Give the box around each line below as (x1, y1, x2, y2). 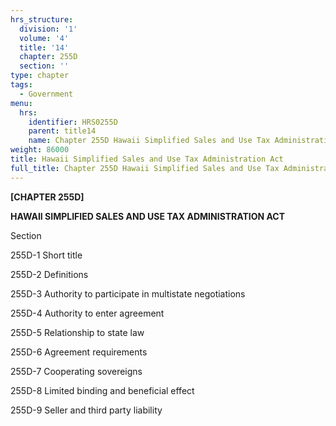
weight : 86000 (10, 145, 70, 155)
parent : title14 (28, 126, 97, 136)
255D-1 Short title (10, 249, 83, 261)
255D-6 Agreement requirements (10, 346, 148, 358)
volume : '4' (19, 33, 70, 43)
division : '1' (19, 24, 78, 34)
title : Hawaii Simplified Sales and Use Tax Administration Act (10, 154, 284, 164)
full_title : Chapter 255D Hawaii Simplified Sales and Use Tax (10, 163, 280, 173)
